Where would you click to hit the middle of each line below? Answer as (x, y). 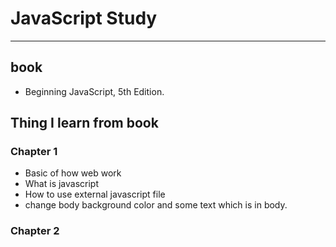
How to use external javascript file (95, 194)
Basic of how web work (73, 173)
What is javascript (62, 184)
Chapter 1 (34, 152)
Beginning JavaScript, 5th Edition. (94, 91)
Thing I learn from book (84, 123)
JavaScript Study (84, 18)
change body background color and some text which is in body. (156, 205)
